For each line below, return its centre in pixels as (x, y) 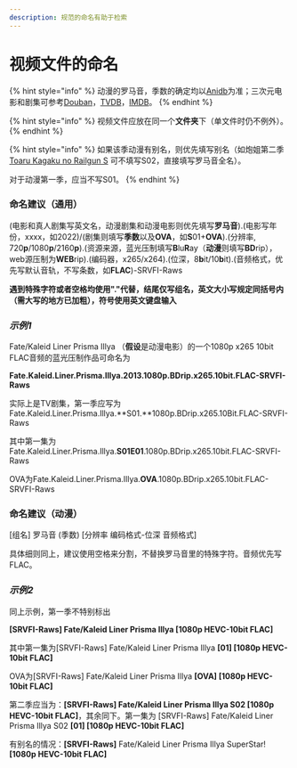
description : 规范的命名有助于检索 (68, 17)
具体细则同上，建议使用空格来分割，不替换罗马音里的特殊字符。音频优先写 (145, 554)
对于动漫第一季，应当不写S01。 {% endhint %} (95, 179)
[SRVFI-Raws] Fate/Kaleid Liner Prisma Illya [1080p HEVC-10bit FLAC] (141, 629)
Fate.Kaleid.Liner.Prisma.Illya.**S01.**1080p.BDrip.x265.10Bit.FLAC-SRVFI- (149, 413)
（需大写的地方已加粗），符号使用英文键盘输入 (93, 300)
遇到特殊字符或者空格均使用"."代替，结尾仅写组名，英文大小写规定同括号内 (147, 289)
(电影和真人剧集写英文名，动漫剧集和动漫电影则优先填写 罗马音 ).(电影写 (139, 225)
